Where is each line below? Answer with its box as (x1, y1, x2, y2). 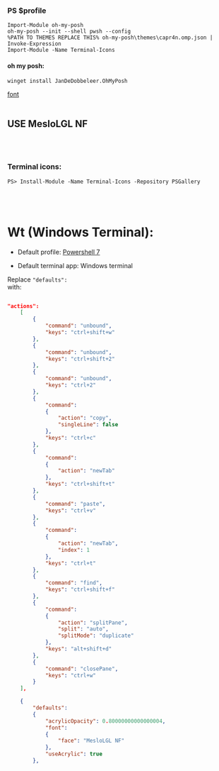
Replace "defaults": (7, 275, 68, 284)
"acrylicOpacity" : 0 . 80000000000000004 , (45, 717, 166, 725)
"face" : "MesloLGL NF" (57, 737, 125, 745)
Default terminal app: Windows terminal (17, 261, 133, 270)
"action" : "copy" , (57, 414, 112, 422)
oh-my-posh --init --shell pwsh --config (7, 28, 131, 35)
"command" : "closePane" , (45, 665, 119, 672)
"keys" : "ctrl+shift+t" (45, 481, 115, 488)
